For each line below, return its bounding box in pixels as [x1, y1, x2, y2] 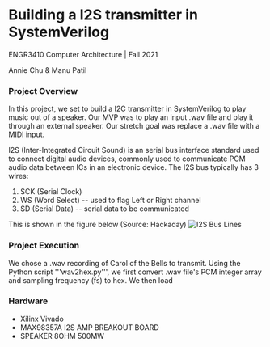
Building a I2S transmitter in [8, 6, 198, 24]
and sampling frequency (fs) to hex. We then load [8, 275, 174, 285]
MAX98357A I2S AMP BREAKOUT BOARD [19, 322, 159, 332]
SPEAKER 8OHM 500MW [19, 331, 105, 341]
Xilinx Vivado [19, 314, 65, 324]
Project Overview [8, 85, 78, 96]
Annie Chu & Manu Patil [8, 65, 87, 74]
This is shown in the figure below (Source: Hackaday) [8, 220, 187, 230]
